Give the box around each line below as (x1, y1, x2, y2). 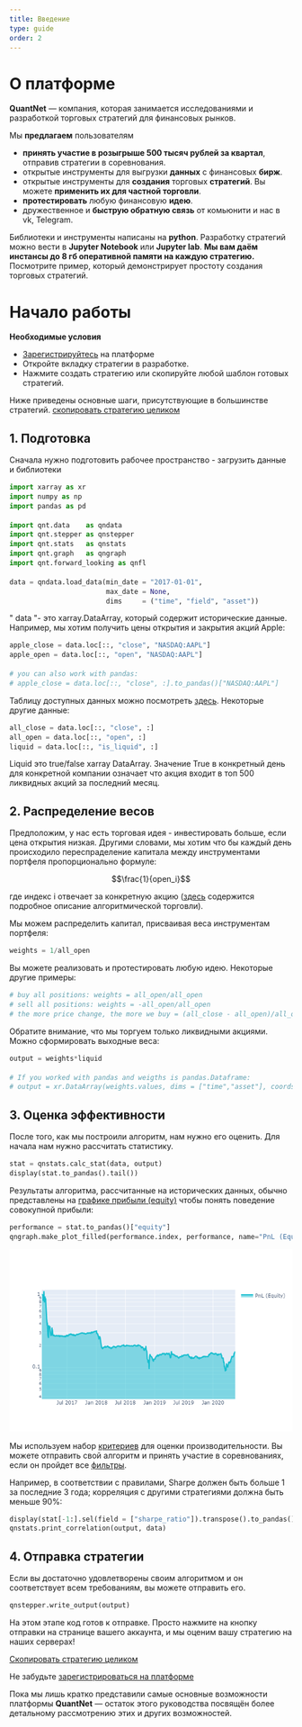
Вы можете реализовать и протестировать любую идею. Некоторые (9, 963, 273, 974)
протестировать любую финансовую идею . (22, 195, 193, 206)
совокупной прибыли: (9, 1204, 94, 1215)
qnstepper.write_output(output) (9, 1601, 130, 1610)
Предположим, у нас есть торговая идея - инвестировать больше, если (9, 828, 287, 839)
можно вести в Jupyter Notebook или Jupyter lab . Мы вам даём (9, 241, 259, 252)
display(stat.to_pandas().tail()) (9, 1168, 139, 1178)
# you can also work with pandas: (9, 670, 139, 679)
